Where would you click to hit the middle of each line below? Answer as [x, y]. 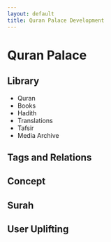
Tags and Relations [50, 157]
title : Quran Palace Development [56, 20]
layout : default [31, 14]
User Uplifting [38, 229]
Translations [35, 120]
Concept [27, 181]
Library [23, 81]
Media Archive [38, 135]
